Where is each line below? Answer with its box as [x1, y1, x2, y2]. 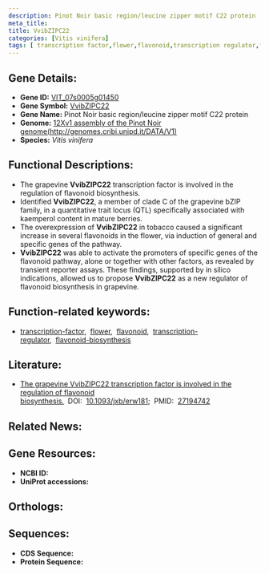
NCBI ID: [19, 468, 50, 478]
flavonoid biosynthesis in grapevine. [19, 281, 140, 291]
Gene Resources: [8, 447, 96, 461]
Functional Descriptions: [8, 158, 134, 172]
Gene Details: [8, 71, 78, 85]
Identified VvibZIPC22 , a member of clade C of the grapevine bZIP [19, 196, 241, 206]
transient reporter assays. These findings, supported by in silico [19, 265, 231, 274]
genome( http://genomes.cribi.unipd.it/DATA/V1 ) [19, 126, 178, 136]
